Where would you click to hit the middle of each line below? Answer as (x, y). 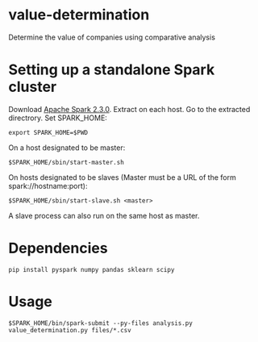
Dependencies (58, 248)
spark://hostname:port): (48, 186)
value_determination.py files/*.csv (70, 330)
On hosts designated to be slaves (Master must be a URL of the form (122, 177)
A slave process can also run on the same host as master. (104, 215)
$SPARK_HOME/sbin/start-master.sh (67, 162)
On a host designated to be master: (67, 148)
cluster (33, 87)
